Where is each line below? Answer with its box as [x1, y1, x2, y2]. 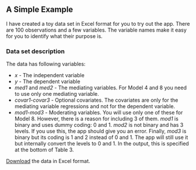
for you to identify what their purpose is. [6, 32, 103, 40]
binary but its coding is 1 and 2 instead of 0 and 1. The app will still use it [14, 134, 188, 141]
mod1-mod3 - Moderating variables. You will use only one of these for [14, 109, 183, 116]
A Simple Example [6, 5, 73, 15]
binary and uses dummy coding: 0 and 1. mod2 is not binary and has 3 [14, 122, 184, 129]
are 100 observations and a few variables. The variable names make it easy [6, 26, 187, 33]
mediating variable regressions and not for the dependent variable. [14, 103, 176, 110]
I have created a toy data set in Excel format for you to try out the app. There [6, 20, 190, 27]
